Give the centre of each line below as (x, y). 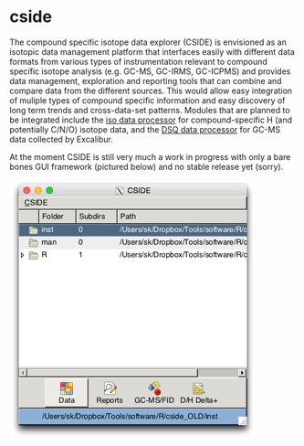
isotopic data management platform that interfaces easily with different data (152, 51)
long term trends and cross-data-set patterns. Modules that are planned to (150, 110)
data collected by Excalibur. (62, 139)
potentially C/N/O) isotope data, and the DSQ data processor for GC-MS (145, 129)
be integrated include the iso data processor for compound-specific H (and (151, 120)
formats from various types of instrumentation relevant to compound (138, 61)
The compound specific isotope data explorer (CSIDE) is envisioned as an (148, 42)
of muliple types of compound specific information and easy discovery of (147, 100)
